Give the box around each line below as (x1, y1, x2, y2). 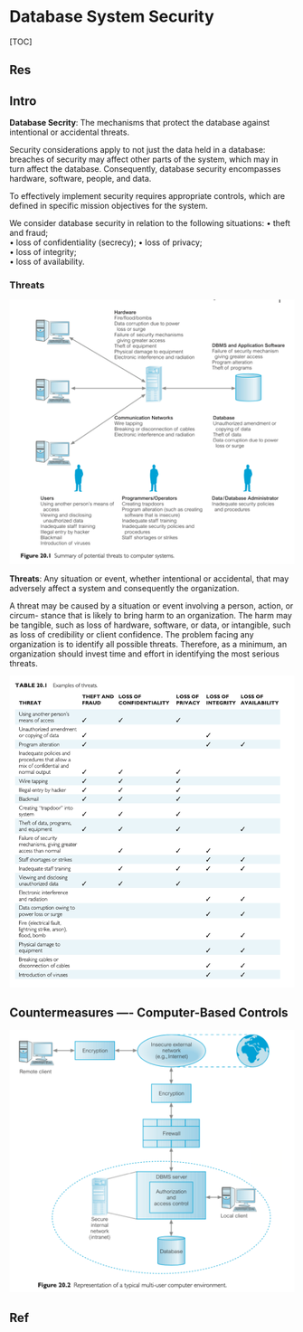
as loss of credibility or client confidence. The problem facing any (9, 629, 255, 640)
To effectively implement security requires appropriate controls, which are (9, 191, 286, 202)
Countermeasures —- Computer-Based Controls (9, 1006, 289, 1021)
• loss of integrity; (9, 247, 77, 258)
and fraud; (9, 228, 49, 239)
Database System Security (9, 6, 214, 27)
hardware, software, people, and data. (9, 174, 152, 184)
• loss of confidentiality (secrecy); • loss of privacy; (9, 237, 203, 248)
